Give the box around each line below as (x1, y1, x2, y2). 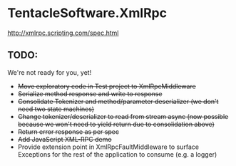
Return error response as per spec (17, 127, 120, 136)
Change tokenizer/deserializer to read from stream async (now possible (17, 112, 229, 120)
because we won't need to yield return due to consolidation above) (17, 120, 215, 128)
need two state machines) (17, 105, 95, 113)
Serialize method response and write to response (17, 89, 163, 98)
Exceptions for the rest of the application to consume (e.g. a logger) (17, 150, 217, 158)
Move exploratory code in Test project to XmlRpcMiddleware (17, 82, 196, 90)
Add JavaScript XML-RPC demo (17, 135, 112, 143)
